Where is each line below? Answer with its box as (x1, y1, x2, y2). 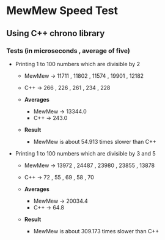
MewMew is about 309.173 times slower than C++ (33, 227, 159, 234)
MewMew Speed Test (6, 4, 118, 18)
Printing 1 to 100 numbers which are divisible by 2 (15, 60, 141, 67)
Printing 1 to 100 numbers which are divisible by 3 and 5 (15, 149, 156, 157)
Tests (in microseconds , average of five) (6, 47, 130, 55)
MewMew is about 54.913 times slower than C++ (33, 138, 157, 145)
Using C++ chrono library (6, 28, 105, 39)
